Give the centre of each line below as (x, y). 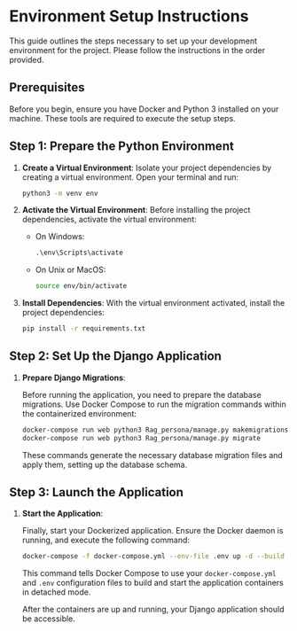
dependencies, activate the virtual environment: (109, 220)
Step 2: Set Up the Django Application (115, 356)
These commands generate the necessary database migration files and (152, 455)
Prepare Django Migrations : (74, 378)
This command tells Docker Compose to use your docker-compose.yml (149, 573)
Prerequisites (47, 87)
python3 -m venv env (60, 193)
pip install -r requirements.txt (84, 329)
